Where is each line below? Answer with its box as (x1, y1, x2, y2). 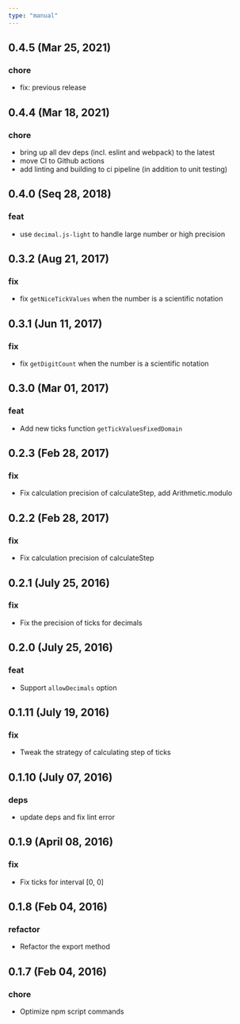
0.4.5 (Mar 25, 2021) (8, 41, 111, 55)
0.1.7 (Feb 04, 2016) (8, 965, 107, 978)
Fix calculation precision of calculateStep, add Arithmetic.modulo (19, 489, 233, 498)
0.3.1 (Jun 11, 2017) (8, 316, 103, 330)
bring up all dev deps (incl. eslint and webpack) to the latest (19, 148, 215, 157)
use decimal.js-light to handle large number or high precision (19, 229, 226, 239)
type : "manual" (8, 11, 59, 20)
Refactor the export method (19, 942, 111, 952)
